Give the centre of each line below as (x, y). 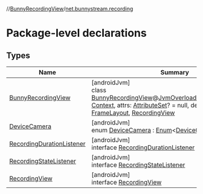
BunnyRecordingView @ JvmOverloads (146, 98)
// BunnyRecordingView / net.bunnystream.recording (70, 9)
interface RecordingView (127, 182)
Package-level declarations (76, 33)
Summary (175, 72)
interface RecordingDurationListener (143, 147)
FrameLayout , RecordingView (133, 113)
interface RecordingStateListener (138, 165)
